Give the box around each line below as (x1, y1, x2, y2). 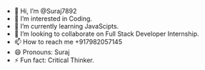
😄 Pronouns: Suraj (14, 48, 70, 56)
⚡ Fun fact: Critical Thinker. (14, 56, 94, 64)
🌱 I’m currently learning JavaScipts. (14, 22, 119, 30)
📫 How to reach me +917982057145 (14, 38, 123, 46)
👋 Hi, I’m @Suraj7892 (14, 7, 77, 15)
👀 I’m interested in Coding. (14, 14, 93, 23)
